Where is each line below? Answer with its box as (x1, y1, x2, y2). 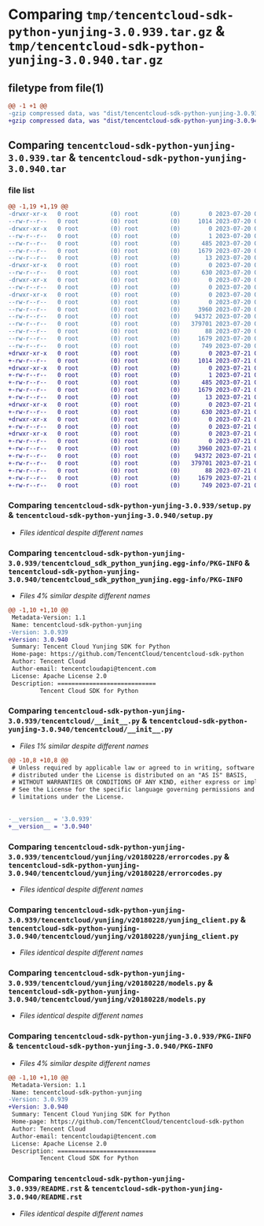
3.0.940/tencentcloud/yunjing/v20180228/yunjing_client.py (8, 932, 239, 941)
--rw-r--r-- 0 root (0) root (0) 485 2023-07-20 (8, 239, 251, 248)
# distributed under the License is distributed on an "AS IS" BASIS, (11, 771, 247, 779)
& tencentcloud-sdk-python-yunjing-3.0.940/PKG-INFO (8, 1041, 214, 1052)
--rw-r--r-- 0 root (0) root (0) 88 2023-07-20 (8, 327, 251, 336)
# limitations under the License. (11, 793, 125, 801)
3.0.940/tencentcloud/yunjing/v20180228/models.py (8, 995, 206, 1004)
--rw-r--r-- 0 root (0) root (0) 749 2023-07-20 (8, 341, 251, 350)
